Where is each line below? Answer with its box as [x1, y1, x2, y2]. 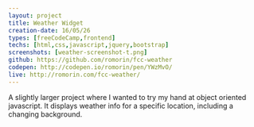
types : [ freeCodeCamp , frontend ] [8, 33, 115, 42]
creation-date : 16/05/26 [8, 26, 91, 34]
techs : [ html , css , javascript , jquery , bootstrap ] [8, 41, 170, 49]
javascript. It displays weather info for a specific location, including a [8, 101, 233, 110]
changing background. [8, 109, 83, 119]
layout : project [8, 11, 62, 20]
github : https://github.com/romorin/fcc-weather [8, 56, 173, 64]
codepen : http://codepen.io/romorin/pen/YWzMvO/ [8, 63, 173, 71]
